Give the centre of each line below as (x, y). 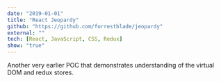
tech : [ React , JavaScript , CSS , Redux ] (65, 39)
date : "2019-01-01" (35, 13)
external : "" (26, 33)
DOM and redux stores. (41, 72)
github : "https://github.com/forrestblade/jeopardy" (85, 26)
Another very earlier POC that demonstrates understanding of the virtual (110, 65)
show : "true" (26, 45)
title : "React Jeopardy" (43, 20)
